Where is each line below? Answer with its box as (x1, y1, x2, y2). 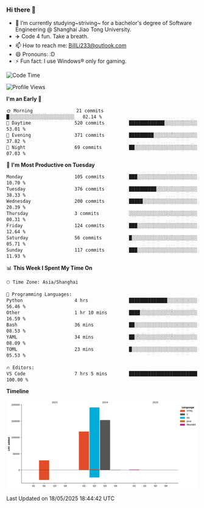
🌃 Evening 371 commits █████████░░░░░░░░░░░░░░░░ (6, 132, 198, 139)
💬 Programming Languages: (6, 291, 72, 298)
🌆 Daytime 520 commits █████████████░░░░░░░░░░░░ (6, 120, 198, 126)
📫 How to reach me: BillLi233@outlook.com (15, 42, 127, 49)
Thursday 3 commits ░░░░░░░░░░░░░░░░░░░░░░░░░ (6, 211, 198, 217)
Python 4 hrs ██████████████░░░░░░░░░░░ (6, 297, 198, 304)
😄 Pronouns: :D (15, 51, 55, 58)
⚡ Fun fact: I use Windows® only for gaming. (15, 57, 127, 65)
